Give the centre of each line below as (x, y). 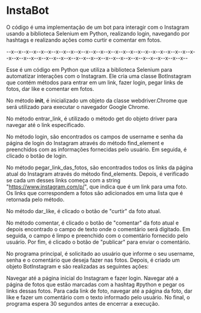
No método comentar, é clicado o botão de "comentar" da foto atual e (92, 223)
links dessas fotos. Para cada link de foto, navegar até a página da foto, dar (99, 291)
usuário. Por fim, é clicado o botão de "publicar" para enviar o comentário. (98, 242)
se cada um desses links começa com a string (64, 180)
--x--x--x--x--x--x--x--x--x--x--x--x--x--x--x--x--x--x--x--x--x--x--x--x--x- (101, 51)
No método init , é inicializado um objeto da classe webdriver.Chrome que (97, 101)
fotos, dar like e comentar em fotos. (50, 88)
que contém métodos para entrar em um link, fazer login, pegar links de (95, 82)
